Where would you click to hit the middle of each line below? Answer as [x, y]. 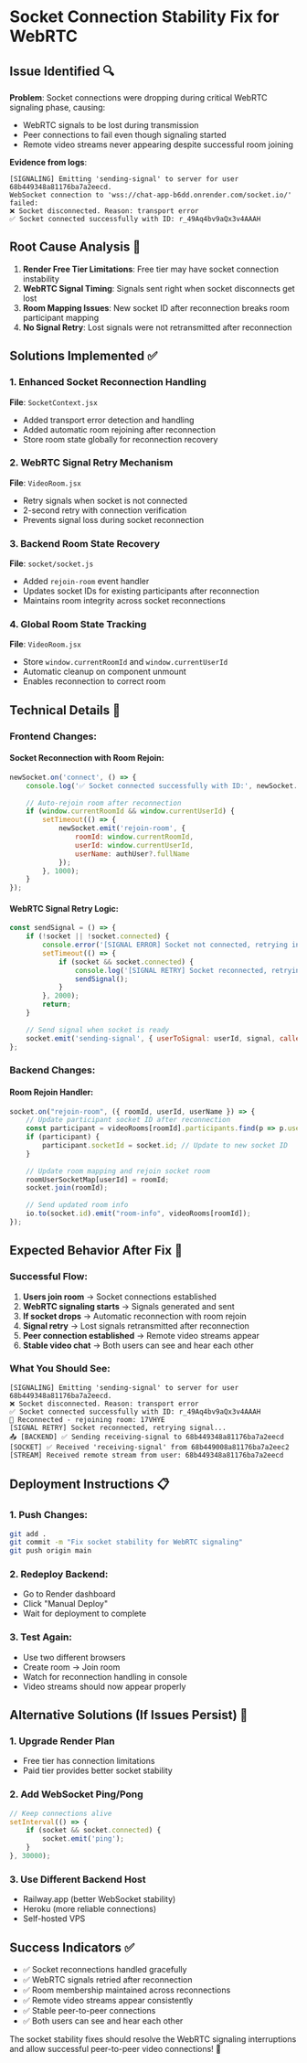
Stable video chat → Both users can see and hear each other [138, 1345]
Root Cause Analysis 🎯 [75, 247]
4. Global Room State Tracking [78, 625]
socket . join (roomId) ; [67, 1188]
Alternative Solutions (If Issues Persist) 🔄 [129, 1715]
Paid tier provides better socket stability [98, 1770]
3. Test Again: [41, 1637]
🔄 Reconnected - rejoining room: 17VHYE [88, 1419]
